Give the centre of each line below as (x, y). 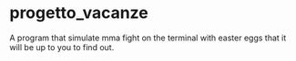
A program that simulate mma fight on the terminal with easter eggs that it (148, 38)
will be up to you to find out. (62, 47)
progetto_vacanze (79, 13)
